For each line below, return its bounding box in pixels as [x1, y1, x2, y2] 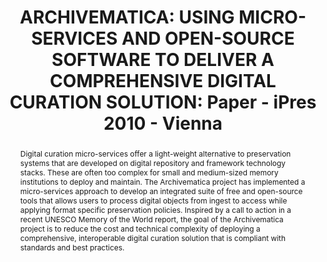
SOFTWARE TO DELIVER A [51, 49, 275, 71]
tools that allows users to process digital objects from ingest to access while [19, 195, 288, 206]
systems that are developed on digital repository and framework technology [19, 157, 286, 168]
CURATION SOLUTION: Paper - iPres [9, 91, 317, 114]
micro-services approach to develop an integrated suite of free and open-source [19, 186, 303, 196]
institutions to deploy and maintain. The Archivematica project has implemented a [19, 176, 306, 187]
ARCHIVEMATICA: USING [19, 6, 235, 29]
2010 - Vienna [103, 112, 223, 135]
